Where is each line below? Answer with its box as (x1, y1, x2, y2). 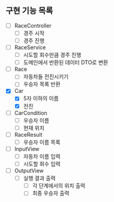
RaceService (14, 44, 46, 51)
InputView (14, 145, 40, 152)
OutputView (14, 167, 44, 174)
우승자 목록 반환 (23, 80, 61, 88)
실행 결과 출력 (23, 174, 56, 182)
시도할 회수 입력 (23, 161, 61, 167)
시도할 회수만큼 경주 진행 (23, 52, 82, 59)
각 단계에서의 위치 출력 (32, 182, 85, 189)
